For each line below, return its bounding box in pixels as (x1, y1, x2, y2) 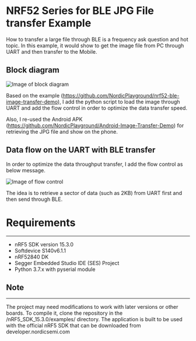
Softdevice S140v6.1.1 (14, 247, 66, 254)
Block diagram (6, 65, 60, 75)
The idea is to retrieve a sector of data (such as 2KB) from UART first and (6, 189, 183, 196)
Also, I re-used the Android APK (6, 116, 83, 123)
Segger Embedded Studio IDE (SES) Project (14, 259, 120, 266)
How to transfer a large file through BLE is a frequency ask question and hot (6, 36, 188, 43)
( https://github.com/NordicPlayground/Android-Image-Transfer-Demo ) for (6, 121, 184, 129)
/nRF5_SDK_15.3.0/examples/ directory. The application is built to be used (6, 316, 183, 323)
